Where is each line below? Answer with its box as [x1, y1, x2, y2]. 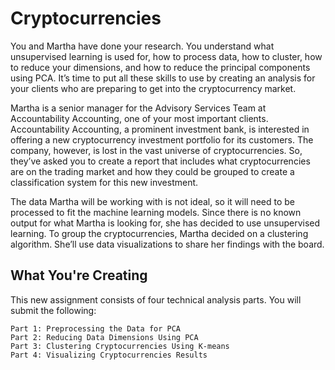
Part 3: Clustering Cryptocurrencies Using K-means [10, 341, 230, 351]
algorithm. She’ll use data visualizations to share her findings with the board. [10, 238, 325, 250]
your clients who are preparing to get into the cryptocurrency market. [10, 82, 297, 94]
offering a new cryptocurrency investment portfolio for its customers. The [10, 133, 314, 146]
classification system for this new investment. [10, 176, 199, 188]
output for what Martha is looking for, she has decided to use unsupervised [10, 217, 321, 229]
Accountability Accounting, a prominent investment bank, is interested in [10, 123, 310, 135]
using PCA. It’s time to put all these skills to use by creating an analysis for [10, 72, 316, 84]
